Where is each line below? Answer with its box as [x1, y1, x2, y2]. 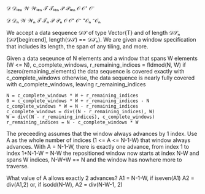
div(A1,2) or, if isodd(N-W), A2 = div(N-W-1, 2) [6, 181, 123, 188]
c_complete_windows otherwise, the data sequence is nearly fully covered [6, 74, 195, 81]
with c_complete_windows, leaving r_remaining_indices [6, 81, 146, 88]
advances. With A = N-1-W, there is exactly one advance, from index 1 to [6, 143, 189, 150]
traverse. [6, 163, 29, 170]
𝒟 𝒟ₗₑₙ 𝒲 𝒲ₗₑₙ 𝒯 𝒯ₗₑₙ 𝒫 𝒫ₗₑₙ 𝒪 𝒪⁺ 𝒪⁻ [6, 5, 95, 12]
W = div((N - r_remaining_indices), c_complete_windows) [6, 114, 155, 120]
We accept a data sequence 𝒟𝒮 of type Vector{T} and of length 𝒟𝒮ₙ [6, 29, 180, 36]
